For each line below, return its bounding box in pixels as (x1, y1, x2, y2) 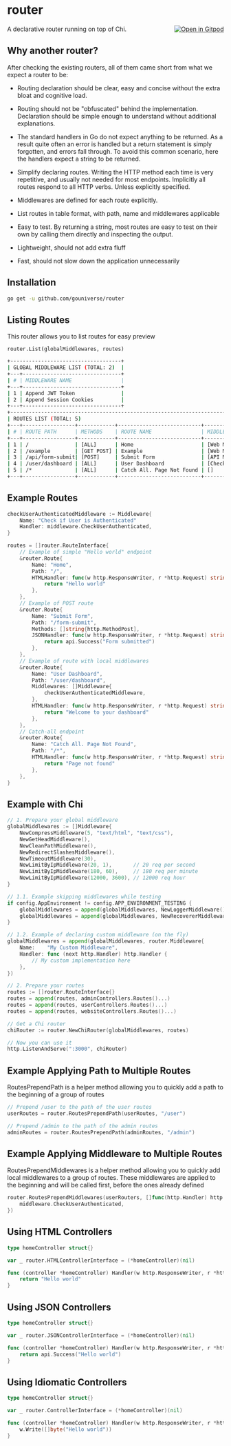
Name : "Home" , (32, 561, 72, 568)
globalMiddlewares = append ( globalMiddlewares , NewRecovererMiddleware (19, 912, 229, 919)
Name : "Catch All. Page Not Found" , (32, 741, 137, 748)
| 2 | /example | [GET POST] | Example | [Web (7, 448, 220, 454)
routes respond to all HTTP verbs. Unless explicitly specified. (16, 182, 190, 191)
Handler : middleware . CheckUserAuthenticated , (19, 523, 153, 530)
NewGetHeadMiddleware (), (19, 836, 91, 843)
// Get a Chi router (7, 1020, 67, 1027)
